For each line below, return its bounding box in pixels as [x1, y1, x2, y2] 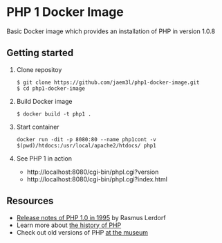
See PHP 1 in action [16, 154, 72, 163]
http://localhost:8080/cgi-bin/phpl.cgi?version [26, 168, 159, 176]
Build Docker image [16, 97, 73, 105]
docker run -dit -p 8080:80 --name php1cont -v [16, 136, 156, 143]
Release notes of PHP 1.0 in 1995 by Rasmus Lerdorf [16, 213, 167, 222]
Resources [6, 195, 54, 207]
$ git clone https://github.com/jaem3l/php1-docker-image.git [16, 79, 200, 86]
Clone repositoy [16, 65, 62, 73]
